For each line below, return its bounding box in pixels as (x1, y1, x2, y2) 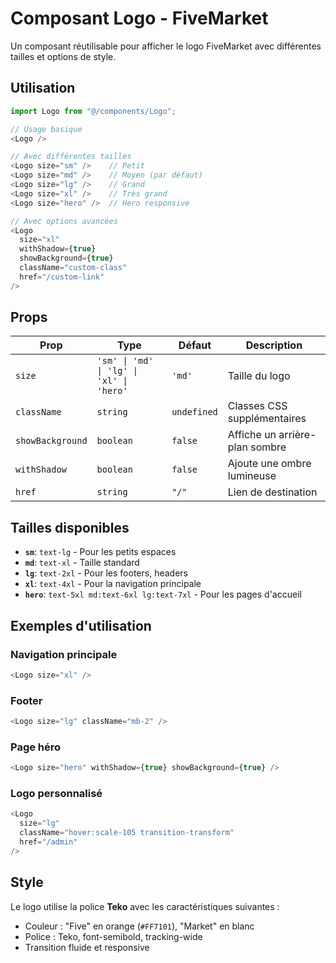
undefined (171, 407, 218, 418)
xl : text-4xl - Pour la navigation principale (24, 578, 202, 590)
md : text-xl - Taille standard (24, 557, 140, 569)
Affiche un (227, 428, 277, 442)
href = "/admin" (19, 837, 78, 847)
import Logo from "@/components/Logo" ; (10, 106, 177, 116)
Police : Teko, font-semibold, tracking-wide (24, 930, 203, 942)
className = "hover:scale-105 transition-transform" (19, 828, 235, 838)
